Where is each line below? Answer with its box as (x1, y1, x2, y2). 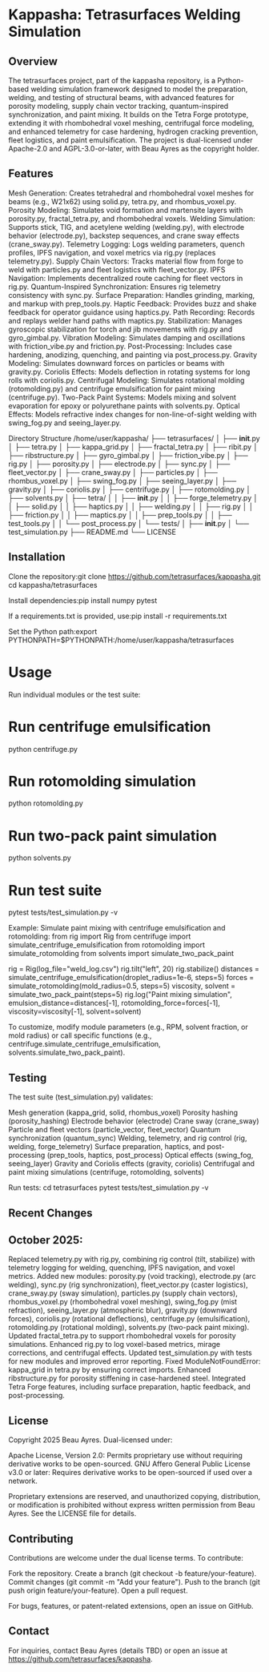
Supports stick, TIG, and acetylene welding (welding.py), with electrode (8, 222, 245, 231)
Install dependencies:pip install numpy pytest (8, 595, 158, 605)
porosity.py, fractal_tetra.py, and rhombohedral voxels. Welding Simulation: (8, 214, 255, 223)
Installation (8, 550, 66, 564)
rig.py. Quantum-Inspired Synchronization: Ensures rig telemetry (8, 282, 222, 291)
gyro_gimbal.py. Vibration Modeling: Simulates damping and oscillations (8, 332, 246, 342)
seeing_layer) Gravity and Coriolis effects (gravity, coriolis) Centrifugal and (8, 1159, 255, 1168)
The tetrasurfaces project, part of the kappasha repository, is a (8, 76, 216, 85)
